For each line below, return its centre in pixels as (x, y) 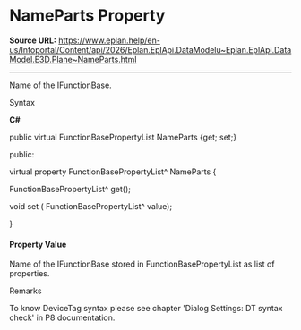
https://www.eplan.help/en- (109, 40)
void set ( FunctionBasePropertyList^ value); (91, 206)
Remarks (26, 291)
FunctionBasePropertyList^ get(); (70, 189)
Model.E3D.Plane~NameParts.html (73, 59)
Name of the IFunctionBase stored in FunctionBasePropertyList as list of (142, 264)
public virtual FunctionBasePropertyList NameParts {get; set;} (123, 137)
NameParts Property (87, 16)
